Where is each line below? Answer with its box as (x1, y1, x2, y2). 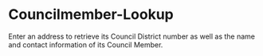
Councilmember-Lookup (8, 6, 174, 24)
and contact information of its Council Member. (8, 39, 163, 49)
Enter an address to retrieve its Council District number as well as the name (8, 32, 255, 41)
